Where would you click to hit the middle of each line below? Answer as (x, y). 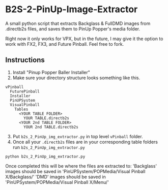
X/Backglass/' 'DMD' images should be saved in (55, 177)
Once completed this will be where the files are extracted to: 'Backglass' (81, 166)
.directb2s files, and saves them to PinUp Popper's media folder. (73, 28)
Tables (21, 109)
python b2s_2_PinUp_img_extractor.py (45, 156)
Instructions (25, 60)
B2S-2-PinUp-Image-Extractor (72, 9)
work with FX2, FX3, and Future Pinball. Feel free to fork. (65, 44)
